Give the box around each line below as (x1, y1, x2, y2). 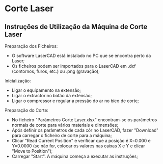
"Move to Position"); (11, 148, 53, 154)
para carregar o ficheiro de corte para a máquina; (11, 133, 112, 138)
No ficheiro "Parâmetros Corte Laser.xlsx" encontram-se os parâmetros (11, 117, 157, 123)
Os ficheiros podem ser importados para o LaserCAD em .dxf (11, 63, 136, 69)
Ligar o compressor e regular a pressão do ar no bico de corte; (11, 98, 139, 104)
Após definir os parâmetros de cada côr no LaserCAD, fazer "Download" (11, 127, 159, 133)
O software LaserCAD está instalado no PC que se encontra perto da (11, 53, 151, 58)
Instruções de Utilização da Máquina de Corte (4, 23, 148, 31)
